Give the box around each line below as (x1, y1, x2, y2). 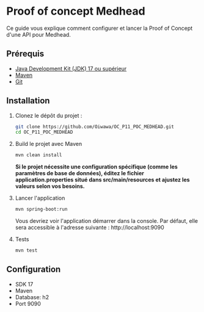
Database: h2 (15, 293, 49, 300)
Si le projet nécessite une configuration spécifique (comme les (15, 163, 178, 170)
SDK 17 (15, 280, 34, 288)
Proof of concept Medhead (6, 4, 145, 18)
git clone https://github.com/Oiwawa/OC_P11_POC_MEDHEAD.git (15, 123, 175, 129)
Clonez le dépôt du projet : (15, 112, 82, 119)
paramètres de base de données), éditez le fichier (15, 170, 145, 177)
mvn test (15, 247, 38, 254)
